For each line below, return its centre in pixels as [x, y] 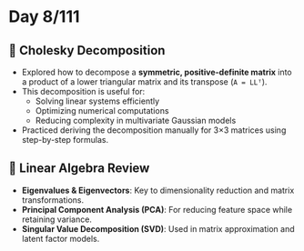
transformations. [53, 200]
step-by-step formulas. [65, 140]
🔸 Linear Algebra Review [79, 169]
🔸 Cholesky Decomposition [87, 50]
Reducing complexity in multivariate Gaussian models [136, 120]
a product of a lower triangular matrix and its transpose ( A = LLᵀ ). [144, 82]
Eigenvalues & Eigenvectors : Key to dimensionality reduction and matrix [158, 190]
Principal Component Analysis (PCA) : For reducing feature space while [157, 209]
